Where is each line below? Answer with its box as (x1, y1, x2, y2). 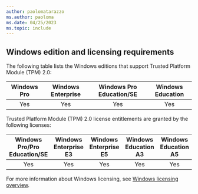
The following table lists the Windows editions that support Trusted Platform (6, 63, 190, 70)
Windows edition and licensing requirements (6, 47, 174, 57)
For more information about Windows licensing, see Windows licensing (6, 175, 179, 183)
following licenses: (6, 121, 51, 129)
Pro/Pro (17, 143, 39, 151)
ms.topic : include (6, 25, 51, 31)
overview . (6, 182, 30, 189)
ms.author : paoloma (6, 14, 54, 20)
